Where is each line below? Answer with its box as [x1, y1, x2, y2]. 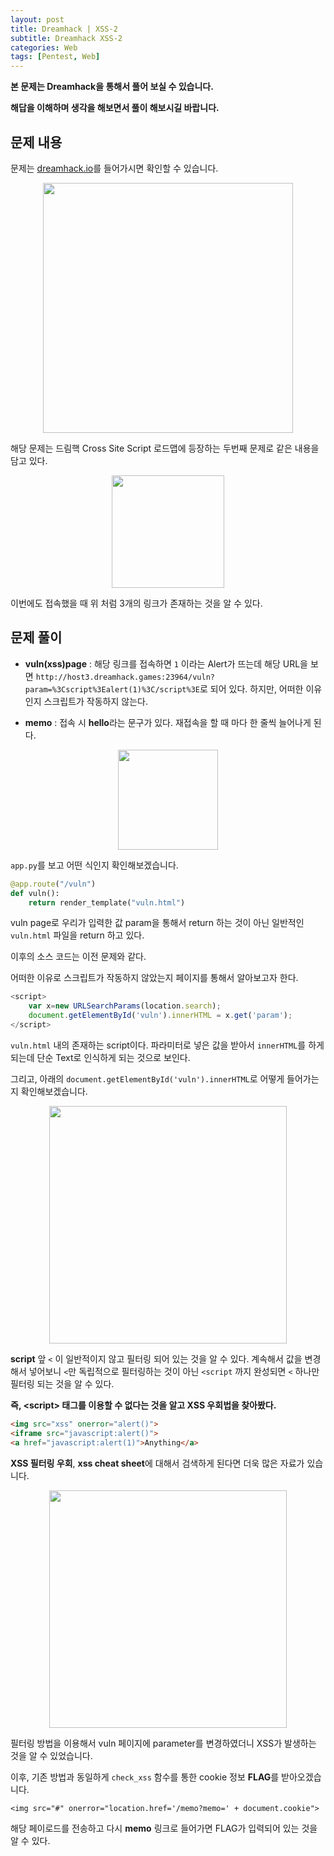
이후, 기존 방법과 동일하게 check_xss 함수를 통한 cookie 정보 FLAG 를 [10, 1771, 280, 1783]
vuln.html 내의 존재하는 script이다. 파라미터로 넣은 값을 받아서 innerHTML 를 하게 [10, 1039, 325, 1051]
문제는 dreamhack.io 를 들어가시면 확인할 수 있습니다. [10, 162, 219, 174]
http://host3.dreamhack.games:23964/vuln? [35, 672, 215, 682]
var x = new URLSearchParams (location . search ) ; [28, 1001, 222, 1011]
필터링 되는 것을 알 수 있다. [10, 1377, 115, 1390]
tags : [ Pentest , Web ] [10, 52, 101, 62]
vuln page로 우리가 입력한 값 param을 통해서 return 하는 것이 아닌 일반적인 [10, 917, 305, 929]
